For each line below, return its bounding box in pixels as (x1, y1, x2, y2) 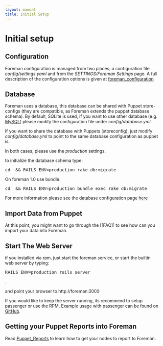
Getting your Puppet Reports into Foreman (5, 322, 137, 331)
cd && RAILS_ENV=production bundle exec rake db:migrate (5, 186, 147, 191)
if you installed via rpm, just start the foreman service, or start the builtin (5, 255, 151, 261)
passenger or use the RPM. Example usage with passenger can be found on (5, 303, 159, 309)
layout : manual (5, 7, 36, 12)
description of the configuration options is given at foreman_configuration (5, 76, 154, 81)
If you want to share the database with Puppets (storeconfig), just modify (5, 128, 153, 134)
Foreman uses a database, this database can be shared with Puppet (5, 103, 142, 109)
